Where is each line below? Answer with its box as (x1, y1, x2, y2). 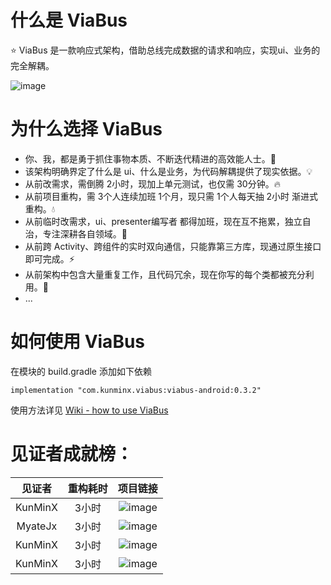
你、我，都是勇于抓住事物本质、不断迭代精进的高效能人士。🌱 (24, 152, 277, 165)
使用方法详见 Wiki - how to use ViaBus (10, 404, 169, 416)
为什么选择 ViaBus (10, 118, 163, 141)
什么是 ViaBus (10, 9, 128, 32)
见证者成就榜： (10, 443, 134, 465)
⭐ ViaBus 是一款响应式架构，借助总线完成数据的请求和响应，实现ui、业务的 (10, 44, 321, 56)
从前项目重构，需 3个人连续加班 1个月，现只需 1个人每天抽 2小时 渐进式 (24, 190, 319, 202)
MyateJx (16, 519, 58, 533)
